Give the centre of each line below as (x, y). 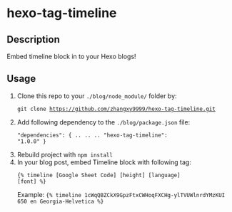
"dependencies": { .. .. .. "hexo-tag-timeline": (92, 135)
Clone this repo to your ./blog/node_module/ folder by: (97, 96)
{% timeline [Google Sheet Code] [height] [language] (99, 175)
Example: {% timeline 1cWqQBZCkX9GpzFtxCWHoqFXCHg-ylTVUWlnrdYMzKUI (121, 194)
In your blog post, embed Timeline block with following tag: (104, 162)
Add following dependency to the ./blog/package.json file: (104, 122)
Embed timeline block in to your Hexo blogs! (71, 56)
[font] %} (32, 181)
